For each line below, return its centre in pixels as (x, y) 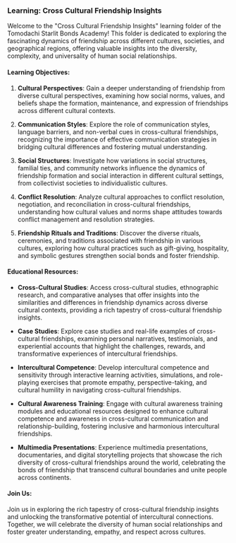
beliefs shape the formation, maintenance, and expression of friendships (123, 103)
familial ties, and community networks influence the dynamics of (111, 168)
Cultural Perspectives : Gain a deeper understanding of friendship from (121, 88)
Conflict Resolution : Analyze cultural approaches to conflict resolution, (121, 197)
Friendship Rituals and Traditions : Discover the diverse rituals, (109, 233)
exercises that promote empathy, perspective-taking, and (124, 382)
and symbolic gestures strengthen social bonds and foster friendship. (118, 255)
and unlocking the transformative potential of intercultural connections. (110, 516)
